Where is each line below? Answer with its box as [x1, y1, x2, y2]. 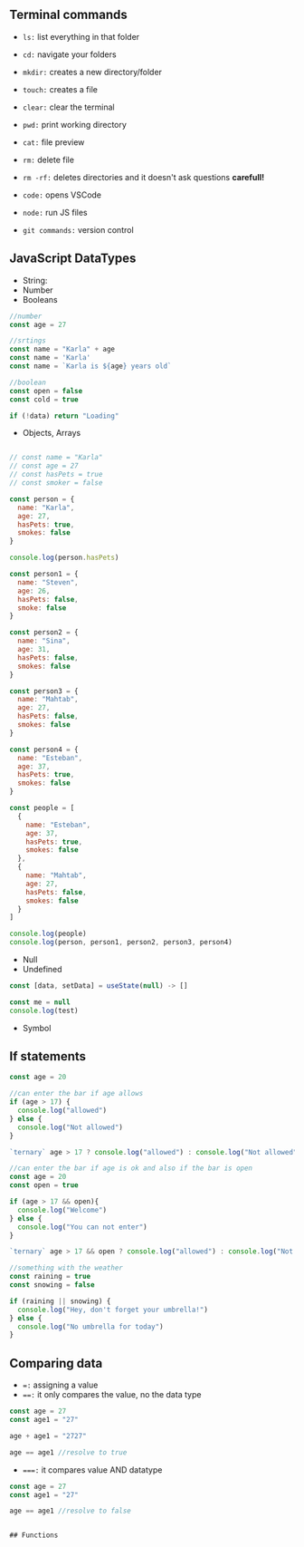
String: [22, 275, 48, 285]
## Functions [9, 1531, 59, 1540]
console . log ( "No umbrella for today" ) [17, 1322, 165, 1331]
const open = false [9, 386, 83, 395]
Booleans [22, 294, 58, 305]
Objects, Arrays [22, 428, 81, 439]
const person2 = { [9, 628, 79, 637]
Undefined [22, 964, 62, 974]
